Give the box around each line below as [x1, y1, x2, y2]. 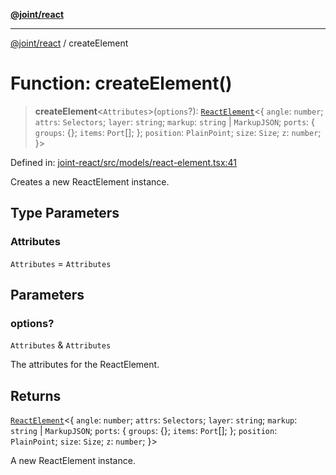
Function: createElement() [10, 72, 233, 95]
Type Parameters [10, 205, 120, 222]
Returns [10, 387, 62, 404]
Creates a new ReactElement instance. [10, 175, 170, 188]
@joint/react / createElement [10, 37, 129, 49]
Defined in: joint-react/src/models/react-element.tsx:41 [10, 156, 238, 168]
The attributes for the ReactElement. [10, 359, 160, 371]
